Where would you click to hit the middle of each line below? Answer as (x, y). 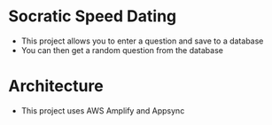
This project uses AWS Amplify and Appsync (103, 110)
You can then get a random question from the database (122, 50)
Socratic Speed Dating (93, 16)
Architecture (56, 86)
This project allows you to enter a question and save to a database (142, 41)
